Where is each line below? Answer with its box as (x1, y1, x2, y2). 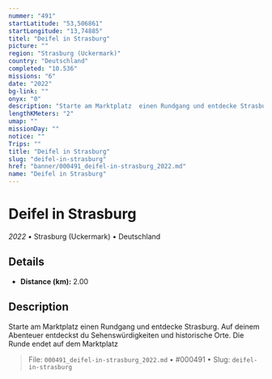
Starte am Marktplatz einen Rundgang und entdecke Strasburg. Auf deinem (8, 322, 261, 331)
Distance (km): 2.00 (19, 276, 89, 286)
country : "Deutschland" (8, 57, 89, 66)
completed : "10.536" (8, 65, 79, 73)
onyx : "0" (8, 95, 42, 103)
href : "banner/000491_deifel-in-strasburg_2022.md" (8, 163, 186, 171)
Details (8, 255, 45, 269)
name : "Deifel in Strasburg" (8, 170, 107, 178)
